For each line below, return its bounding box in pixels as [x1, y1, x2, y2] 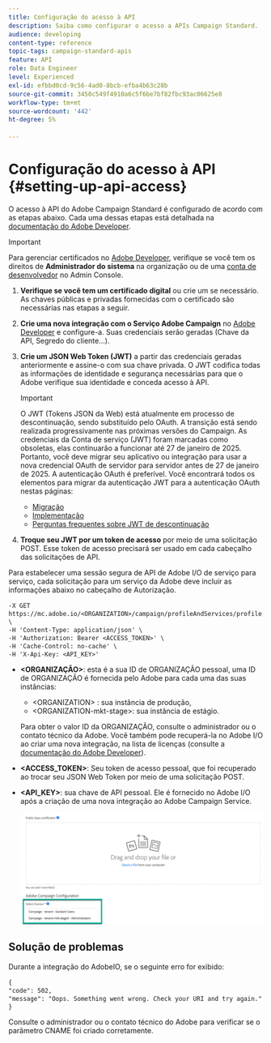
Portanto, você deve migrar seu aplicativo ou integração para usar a [19, 451, 247, 461]
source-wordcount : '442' [8, 107, 92, 115]
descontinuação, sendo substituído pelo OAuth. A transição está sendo [19, 417, 257, 427]
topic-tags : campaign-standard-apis [8, 47, 132, 56]
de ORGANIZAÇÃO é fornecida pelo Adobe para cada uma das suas [19, 673, 247, 682]
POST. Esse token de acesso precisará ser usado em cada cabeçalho [19, 543, 252, 553]
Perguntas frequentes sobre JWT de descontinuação [32, 519, 210, 528]
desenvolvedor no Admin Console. [8, 270, 124, 280]
